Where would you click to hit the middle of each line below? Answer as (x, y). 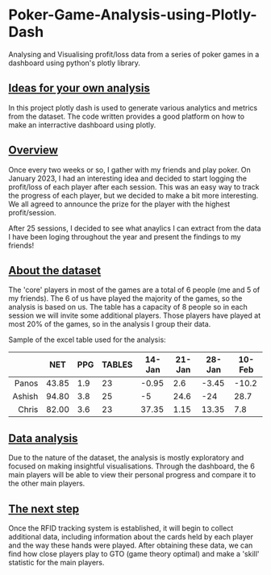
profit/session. (32, 212)
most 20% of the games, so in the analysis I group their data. (110, 324)
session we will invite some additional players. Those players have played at (134, 315)
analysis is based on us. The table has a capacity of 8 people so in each (128, 307)
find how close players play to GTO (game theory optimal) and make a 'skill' (134, 554)
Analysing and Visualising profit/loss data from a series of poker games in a (134, 54)
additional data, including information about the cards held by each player (131, 537)
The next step (44, 508)
